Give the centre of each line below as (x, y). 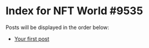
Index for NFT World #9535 (74, 11)
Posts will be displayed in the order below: (58, 27)
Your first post (32, 39)
